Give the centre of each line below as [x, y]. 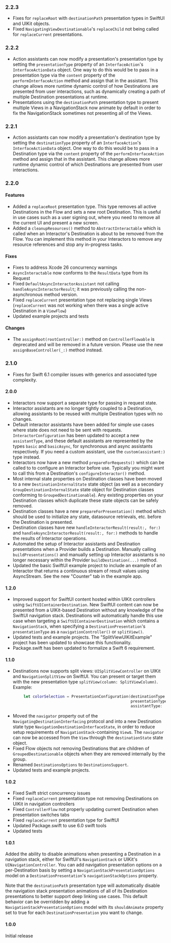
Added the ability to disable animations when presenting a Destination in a [83, 854]
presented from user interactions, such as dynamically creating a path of [89, 91]
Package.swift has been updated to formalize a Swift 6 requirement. [84, 648]
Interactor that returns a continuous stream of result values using [81, 571]
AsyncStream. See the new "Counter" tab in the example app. [77, 576]
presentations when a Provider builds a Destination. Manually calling [84, 549]
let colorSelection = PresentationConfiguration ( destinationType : [95, 697]
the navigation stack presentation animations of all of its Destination [76, 891]
